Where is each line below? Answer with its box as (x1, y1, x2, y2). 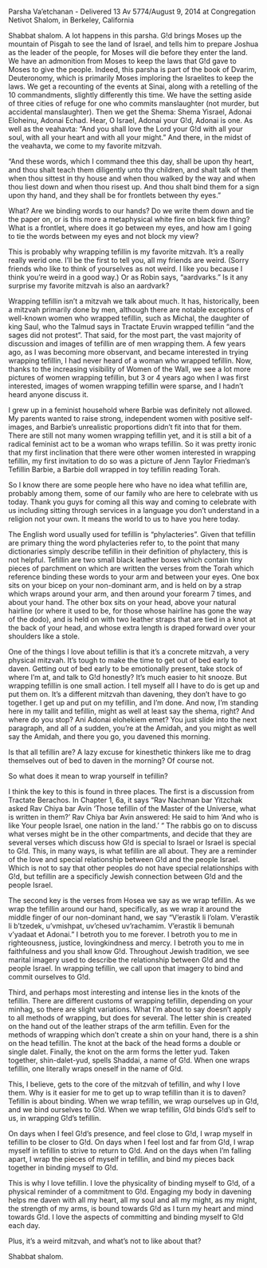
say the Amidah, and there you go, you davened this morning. (8, 732, 211, 741)
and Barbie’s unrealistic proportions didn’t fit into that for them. (35, 423, 242, 431)
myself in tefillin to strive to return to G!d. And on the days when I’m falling (8, 1146, 252, 1155)
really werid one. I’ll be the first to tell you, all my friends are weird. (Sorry (8, 256, 249, 264)
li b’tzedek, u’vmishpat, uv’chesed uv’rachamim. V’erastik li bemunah (8, 921, 235, 930)
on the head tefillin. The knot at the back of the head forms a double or (8, 1039, 241, 1047)
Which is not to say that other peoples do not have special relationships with (8, 863, 259, 872)
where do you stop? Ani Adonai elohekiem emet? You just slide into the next (8, 715, 257, 724)
